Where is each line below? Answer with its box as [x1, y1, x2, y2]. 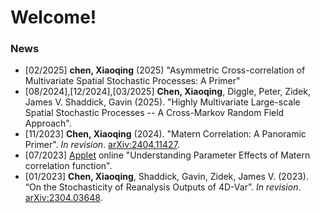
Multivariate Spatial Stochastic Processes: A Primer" [24, 75, 241, 87]
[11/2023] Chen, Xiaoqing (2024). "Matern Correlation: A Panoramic [24, 128, 307, 140]
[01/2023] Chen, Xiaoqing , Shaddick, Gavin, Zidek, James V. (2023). [24, 171, 309, 183]
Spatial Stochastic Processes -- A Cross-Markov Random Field [24, 107, 285, 119]
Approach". [24, 117, 72, 130]
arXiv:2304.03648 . [24, 192, 103, 204]
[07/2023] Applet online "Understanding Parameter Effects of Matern [24, 149, 311, 161]
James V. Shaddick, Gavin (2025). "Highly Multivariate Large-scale [24, 96, 301, 108]
